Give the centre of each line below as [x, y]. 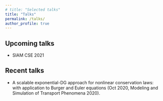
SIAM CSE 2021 [28, 55]
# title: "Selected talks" [33, 10]
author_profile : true [27, 23]
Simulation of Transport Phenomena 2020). [56, 93]
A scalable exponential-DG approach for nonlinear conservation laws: [83, 82]
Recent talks [25, 71]
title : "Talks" [21, 14]
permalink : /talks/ [25, 19]
